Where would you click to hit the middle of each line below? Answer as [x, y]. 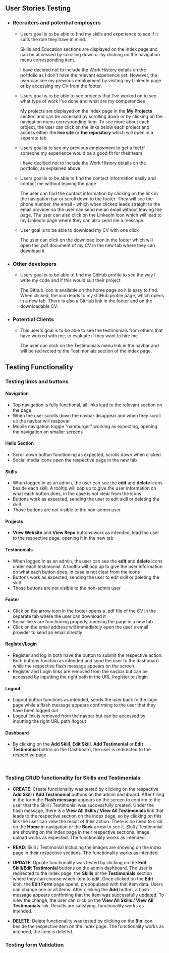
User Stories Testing [38, 8]
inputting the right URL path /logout [49, 721]
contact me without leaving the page [58, 183]
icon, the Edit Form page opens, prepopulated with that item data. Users [88, 884]
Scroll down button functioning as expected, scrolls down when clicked [87, 454]
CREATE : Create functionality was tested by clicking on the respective [86, 789]
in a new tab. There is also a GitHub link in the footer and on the [86, 301]
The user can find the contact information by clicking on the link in [89, 193]
